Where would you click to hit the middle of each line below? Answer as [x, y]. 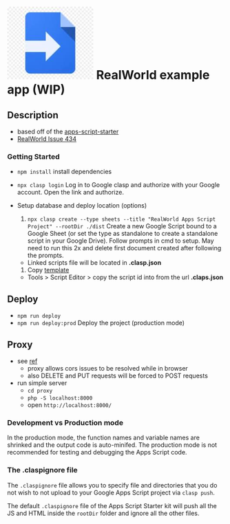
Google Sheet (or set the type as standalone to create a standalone [123, 234]
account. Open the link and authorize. [70, 193]
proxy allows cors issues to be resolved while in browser [107, 368]
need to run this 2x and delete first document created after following [124, 248]
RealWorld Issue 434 [47, 139]
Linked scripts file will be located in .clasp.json [94, 263]
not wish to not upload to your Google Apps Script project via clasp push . [111, 492]
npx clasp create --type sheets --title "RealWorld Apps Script [122, 219]
